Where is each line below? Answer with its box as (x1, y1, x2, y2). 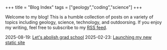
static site (5, 39, 25, 45)
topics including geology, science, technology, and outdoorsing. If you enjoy (5, 19, 162, 25)
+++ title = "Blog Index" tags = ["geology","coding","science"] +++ (5, 4, 143, 10)
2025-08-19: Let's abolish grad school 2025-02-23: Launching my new (5, 34, 152, 40)
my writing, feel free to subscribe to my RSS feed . (5, 24, 107, 30)
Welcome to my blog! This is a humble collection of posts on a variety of (5, 14, 154, 19)
